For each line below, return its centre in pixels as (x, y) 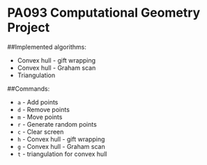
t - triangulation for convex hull (62, 154)
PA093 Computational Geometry (104, 13)
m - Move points (40, 117)
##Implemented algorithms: (47, 47)
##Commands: (29, 88)
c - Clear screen (40, 132)
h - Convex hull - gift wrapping (61, 139)
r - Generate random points (57, 124)
